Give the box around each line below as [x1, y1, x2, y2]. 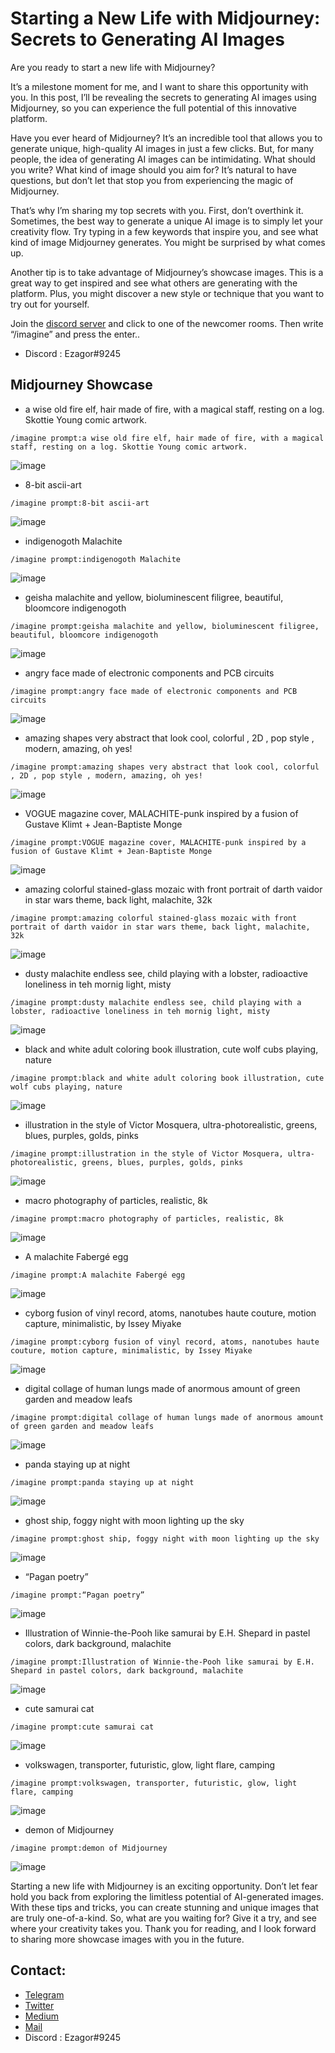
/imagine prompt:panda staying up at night [10, 1477, 195, 1487]
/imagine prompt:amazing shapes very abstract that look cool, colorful [10, 762, 320, 772]
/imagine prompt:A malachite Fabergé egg [10, 1270, 186, 1280]
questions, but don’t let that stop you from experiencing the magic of [10, 174, 294, 186]
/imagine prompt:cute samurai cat [10, 1722, 155, 1732]
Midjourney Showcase [10, 377, 153, 394]
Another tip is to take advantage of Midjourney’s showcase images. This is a [10, 266, 324, 278]
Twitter [24, 1999, 55, 2011]
